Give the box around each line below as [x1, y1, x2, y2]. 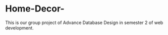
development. [5, 24, 34, 30]
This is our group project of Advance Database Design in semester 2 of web [5, 19, 163, 25]
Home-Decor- [5, 3, 65, 14]
